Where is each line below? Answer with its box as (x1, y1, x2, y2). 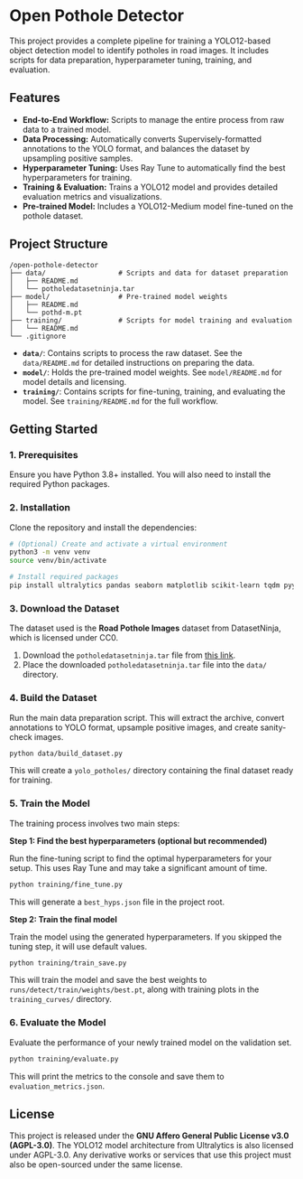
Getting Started (9, 421, 98, 436)
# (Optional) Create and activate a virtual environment (9, 539, 228, 548)
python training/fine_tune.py (9, 880, 124, 889)
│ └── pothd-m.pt (9, 308, 83, 317)
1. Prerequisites (9, 448, 78, 461)
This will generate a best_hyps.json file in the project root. (9, 896, 225, 907)
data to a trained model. (22, 124, 112, 135)
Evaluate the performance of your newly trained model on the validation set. (9, 1036, 292, 1048)
